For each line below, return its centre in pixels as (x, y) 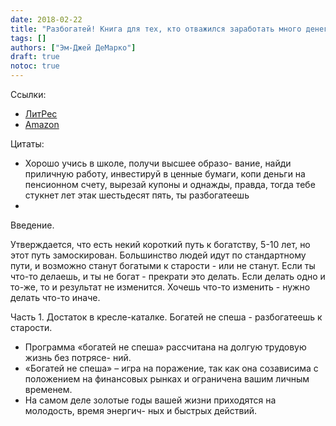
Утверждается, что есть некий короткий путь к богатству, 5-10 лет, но (160, 244)
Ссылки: (28, 94)
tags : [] (28, 38)
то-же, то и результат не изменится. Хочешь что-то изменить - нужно (160, 287)
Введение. (32, 225)
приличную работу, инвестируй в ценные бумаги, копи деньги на (165, 174)
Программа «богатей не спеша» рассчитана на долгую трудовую (165, 347)
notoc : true (35, 66)
